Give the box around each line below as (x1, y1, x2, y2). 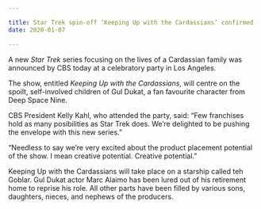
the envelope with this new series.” (8, 127, 123, 137)
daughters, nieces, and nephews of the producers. (8, 192, 174, 201)
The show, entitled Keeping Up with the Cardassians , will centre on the (8, 78, 240, 88)
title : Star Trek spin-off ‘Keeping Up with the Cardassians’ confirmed (8, 18, 254, 26)
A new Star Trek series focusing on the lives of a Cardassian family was (8, 55, 243, 64)
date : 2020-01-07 (8, 25, 66, 34)
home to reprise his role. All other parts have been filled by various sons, (8, 183, 246, 192)
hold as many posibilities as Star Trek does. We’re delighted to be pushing (8, 119, 250, 128)
